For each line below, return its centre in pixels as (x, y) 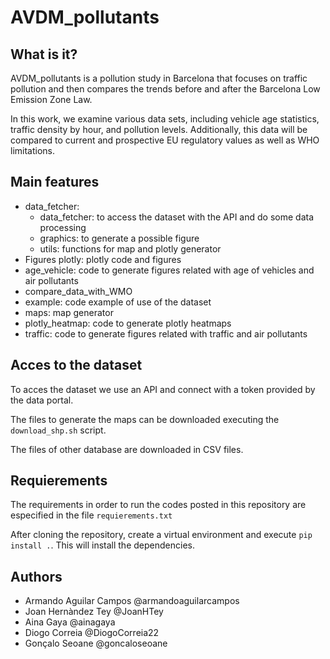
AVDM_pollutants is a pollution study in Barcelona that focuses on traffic (159, 78)
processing (63, 227)
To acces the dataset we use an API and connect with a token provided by (163, 389)
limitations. (33, 150)
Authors (36, 576)
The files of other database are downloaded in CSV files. (127, 449)
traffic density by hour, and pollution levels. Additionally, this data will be (159, 129)
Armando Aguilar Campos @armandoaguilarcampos (132, 601)
